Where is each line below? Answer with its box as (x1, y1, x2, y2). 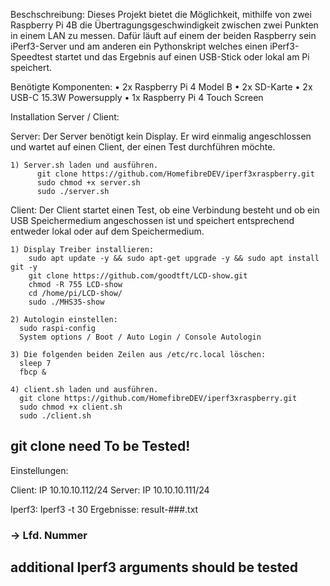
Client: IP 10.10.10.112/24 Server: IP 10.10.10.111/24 (10, 484, 210, 496)
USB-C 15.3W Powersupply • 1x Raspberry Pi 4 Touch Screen (10, 92, 264, 103)
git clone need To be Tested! (10, 438, 191, 455)
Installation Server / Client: (10, 111, 120, 123)
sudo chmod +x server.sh (36, 178, 141, 188)
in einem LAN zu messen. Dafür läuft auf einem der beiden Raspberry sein (10, 30, 317, 41)
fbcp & (19, 367, 47, 377)
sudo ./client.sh (19, 411, 92, 421)
